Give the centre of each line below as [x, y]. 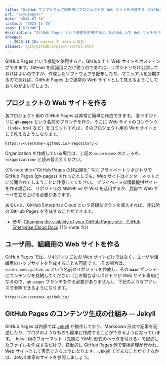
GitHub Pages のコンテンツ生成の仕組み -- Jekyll [81, 313]
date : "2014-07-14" [25, 19]
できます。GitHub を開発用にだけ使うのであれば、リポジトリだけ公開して [84, 67]
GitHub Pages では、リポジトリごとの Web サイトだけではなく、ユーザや [80, 257]
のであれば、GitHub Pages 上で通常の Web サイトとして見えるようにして [83, 80]
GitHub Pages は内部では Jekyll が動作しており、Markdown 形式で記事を [79, 326]
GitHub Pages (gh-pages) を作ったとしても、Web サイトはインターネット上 [82, 176]
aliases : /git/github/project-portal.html [49, 46]
